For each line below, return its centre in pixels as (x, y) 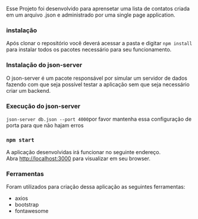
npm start (20, 140)
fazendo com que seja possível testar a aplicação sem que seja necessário (98, 84)
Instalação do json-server (44, 65)
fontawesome (32, 211)
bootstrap (27, 205)
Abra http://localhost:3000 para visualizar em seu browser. (78, 159)
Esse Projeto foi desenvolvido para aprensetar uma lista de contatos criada (98, 9)
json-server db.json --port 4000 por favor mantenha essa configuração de (99, 119)
